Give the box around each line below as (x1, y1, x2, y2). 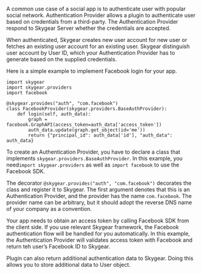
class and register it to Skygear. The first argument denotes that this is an (6, 186, 190, 193)
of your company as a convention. (6, 205, 92, 212)
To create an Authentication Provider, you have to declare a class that (6, 148, 181, 156)
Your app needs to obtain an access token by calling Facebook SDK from (6, 217, 190, 224)
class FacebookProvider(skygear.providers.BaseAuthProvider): (6, 106, 167, 112)
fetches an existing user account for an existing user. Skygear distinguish (6, 43, 190, 50)
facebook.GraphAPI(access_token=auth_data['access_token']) (6, 122, 162, 128)
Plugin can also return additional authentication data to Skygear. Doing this (6, 255, 193, 262)
